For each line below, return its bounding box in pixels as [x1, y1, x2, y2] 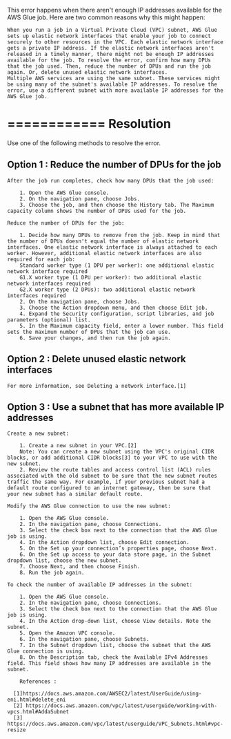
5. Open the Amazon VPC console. [19, 630, 116, 637]
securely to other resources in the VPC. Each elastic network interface [7, 39, 224, 46]
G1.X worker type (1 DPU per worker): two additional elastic [19, 274, 202, 281]
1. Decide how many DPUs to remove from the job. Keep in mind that [19, 232, 221, 238]
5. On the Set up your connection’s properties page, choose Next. [19, 545, 217, 552]
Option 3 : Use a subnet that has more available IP [7, 401, 225, 413]
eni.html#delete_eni [7, 696, 67, 704]
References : [19, 678, 57, 685]
